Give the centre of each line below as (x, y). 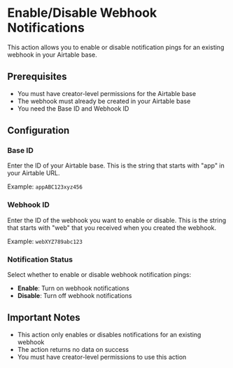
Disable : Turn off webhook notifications (75, 296)
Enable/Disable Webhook (82, 13)
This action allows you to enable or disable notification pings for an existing (116, 47)
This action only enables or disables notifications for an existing (109, 334)
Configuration (38, 131)
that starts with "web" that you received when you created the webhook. (112, 227)
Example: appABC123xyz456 (45, 186)
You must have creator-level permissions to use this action (102, 357)
